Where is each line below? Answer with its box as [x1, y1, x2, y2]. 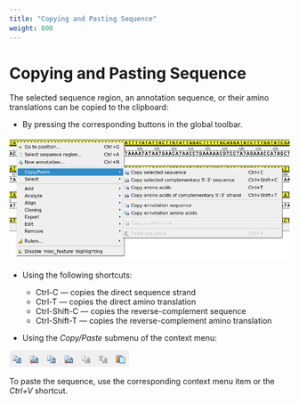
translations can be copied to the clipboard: [9, 102, 169, 113]
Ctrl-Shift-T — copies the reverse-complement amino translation [35, 315, 272, 326]
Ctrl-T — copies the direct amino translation [35, 296, 197, 307]
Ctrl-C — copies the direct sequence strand [35, 286, 197, 297]
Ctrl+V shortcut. [9, 385, 69, 396]
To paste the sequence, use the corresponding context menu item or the [9, 375, 276, 386]
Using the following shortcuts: [21, 270, 133, 280]
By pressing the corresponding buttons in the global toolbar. [21, 119, 243, 130]
